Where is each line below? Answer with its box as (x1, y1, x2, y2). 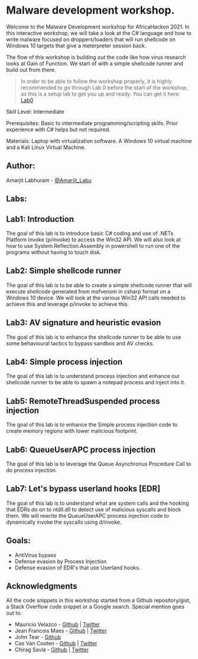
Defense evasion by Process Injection (14, 558, 107, 565)
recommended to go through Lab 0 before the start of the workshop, (20, 84, 188, 91)
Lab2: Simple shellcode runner (6, 266, 122, 276)
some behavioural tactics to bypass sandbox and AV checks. (6, 339, 155, 347)
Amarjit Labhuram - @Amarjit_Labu (6, 176, 92, 184)
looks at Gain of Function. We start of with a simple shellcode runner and (6, 60, 183, 67)
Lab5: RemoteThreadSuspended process (6, 396, 160, 406)
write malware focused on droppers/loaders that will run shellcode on (6, 36, 176, 43)
